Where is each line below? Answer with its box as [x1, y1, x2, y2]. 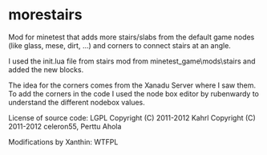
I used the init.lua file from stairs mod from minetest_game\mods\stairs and [8, 56, 256, 66]
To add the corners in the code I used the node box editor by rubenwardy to [8, 88, 259, 98]
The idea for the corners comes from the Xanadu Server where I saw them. [8, 80, 257, 90]
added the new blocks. [8, 64, 84, 74]
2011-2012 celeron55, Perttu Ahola [8, 121, 122, 131]
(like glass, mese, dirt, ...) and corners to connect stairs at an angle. [8, 40, 231, 50]
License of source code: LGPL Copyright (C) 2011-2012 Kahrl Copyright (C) [8, 112, 257, 122]
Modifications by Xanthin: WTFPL [8, 137, 119, 146]
